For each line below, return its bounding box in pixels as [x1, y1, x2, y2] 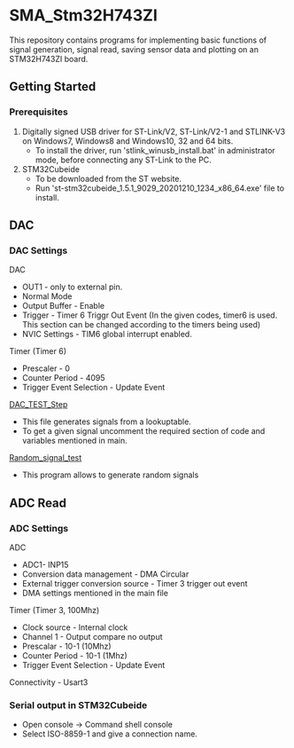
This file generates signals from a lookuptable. [21, 416, 192, 427]
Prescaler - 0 [21, 363, 71, 374]
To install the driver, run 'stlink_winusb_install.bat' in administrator [35, 145, 276, 155]
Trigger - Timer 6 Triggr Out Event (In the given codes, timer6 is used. [21, 310, 278, 320]
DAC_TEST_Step [9, 399, 68, 410]
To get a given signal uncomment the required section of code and [21, 426, 266, 437]
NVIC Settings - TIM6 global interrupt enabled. [21, 329, 192, 340]
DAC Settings [9, 244, 68, 256]
